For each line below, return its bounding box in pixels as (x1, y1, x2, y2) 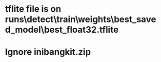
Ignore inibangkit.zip (5, 46, 91, 58)
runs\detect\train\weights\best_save (5, 14, 156, 25)
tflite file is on (5, 3, 61, 15)
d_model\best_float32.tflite (5, 24, 119, 35)
